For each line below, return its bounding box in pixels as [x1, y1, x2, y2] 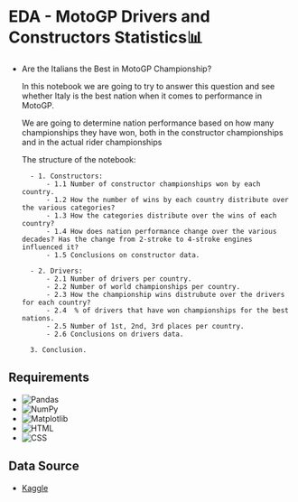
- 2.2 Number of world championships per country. [45, 282, 241, 291]
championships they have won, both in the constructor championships [21, 126, 284, 137]
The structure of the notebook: [21, 153, 136, 164]
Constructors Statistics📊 [8, 27, 204, 48]
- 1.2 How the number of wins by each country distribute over [45, 195, 290, 204]
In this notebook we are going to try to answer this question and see [21, 80, 275, 91]
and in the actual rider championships [21, 136, 163, 147]
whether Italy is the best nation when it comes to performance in [21, 90, 263, 101]
